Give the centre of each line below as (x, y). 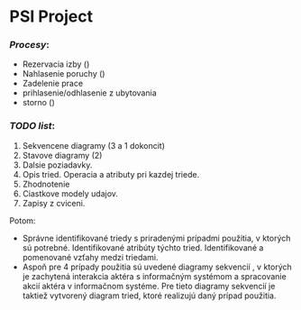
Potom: (23, 220)
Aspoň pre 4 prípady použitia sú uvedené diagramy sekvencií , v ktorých (157, 267)
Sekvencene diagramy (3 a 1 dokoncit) (93, 145)
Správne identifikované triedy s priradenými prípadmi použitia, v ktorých (156, 238)
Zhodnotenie (46, 184)
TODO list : (32, 126)
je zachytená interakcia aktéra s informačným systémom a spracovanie (154, 276)
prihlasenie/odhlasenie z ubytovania (89, 93)
